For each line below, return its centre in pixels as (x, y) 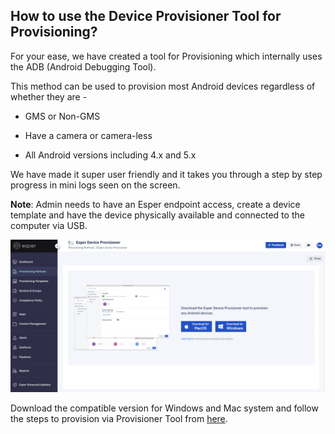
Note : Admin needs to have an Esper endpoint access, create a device (155, 204)
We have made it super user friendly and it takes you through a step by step (166, 174)
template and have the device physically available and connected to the (157, 215)
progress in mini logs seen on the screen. (95, 185)
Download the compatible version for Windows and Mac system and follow (164, 408)
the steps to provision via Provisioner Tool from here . (119, 418)
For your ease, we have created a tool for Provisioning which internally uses (166, 56)
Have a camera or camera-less (88, 135)
